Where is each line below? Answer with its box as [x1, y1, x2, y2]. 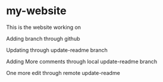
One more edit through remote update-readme [6, 69, 120, 76]
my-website [6, 4, 67, 18]
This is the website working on [6, 24, 81, 31]
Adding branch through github [6, 35, 80, 42]
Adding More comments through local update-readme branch [6, 58, 158, 65]
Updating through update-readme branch [6, 46, 108, 54]
